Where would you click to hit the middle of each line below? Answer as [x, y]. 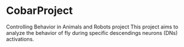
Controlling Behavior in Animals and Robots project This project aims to [92, 27]
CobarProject [39, 11]
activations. [20, 39]
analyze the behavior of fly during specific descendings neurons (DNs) [92, 32]
